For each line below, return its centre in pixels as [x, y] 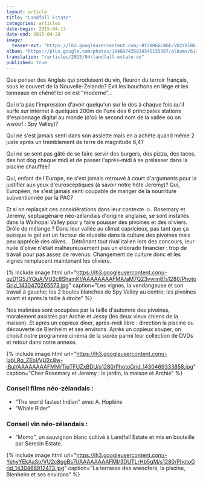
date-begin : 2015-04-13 [36, 29]
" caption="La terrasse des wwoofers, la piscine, [125, 468]
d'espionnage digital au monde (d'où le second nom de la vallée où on [94, 117]
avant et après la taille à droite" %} [49, 298]
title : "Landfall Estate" [39, 18]
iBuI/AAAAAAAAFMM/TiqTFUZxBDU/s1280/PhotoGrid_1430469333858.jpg [100, 366]
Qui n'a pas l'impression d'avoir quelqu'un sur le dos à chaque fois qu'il [95, 104]
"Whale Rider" [33, 408]
